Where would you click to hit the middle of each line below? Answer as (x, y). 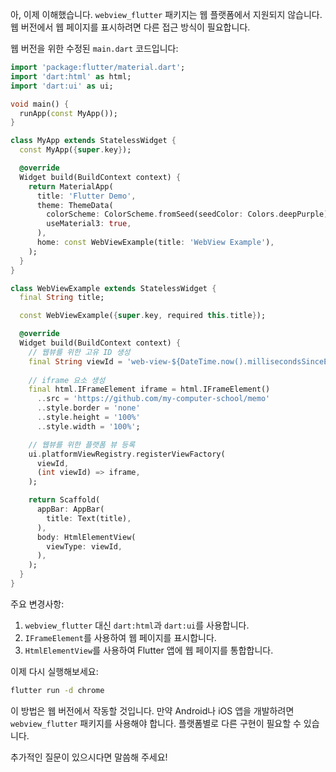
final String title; (62, 298)
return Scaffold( (64, 500)
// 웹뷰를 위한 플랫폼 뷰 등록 (82, 444)
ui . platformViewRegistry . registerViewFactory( (127, 454)
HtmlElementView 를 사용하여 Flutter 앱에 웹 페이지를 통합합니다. (149, 650)
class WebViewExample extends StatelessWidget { (113, 288)
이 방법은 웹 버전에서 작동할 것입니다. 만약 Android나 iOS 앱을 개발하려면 (152, 710)
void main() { (40, 104)
